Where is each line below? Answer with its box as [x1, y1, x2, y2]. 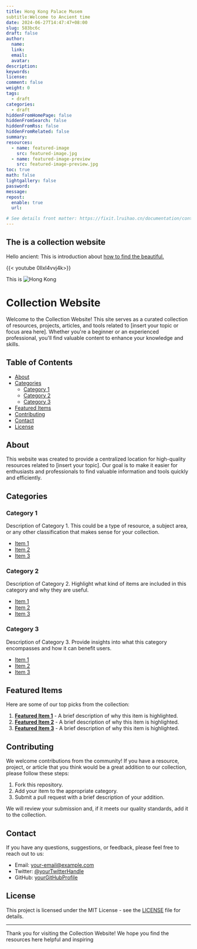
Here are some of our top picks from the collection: [6, 701, 130, 708]
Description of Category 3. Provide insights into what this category [6, 638, 167, 646]
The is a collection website [6, 237, 106, 247]
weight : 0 [6, 85, 30, 91]
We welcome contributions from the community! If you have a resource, [6, 758, 179, 765]
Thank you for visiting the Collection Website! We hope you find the [6, 930, 169, 937]
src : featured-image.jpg [16, 150, 77, 156]
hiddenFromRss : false [6, 123, 59, 129]
